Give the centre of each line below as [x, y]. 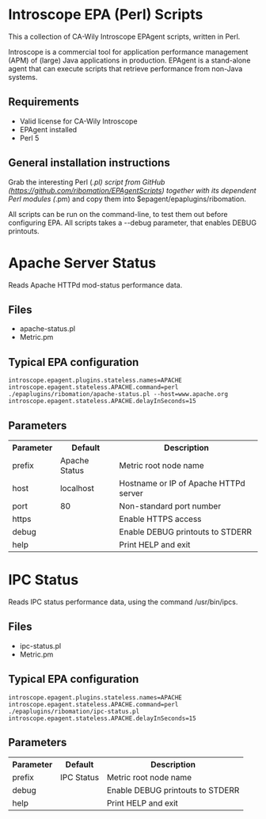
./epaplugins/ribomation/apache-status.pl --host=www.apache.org [118, 394]
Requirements [44, 102]
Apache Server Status [82, 263]
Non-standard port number [170, 506]
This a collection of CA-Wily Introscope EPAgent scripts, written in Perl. [124, 36]
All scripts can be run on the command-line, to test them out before [118, 214]
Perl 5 [29, 138]
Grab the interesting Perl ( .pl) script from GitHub [87, 182]
